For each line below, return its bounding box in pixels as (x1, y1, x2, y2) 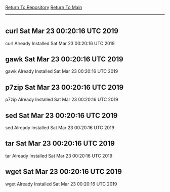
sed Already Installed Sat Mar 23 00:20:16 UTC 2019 (5, 125, 115, 131)
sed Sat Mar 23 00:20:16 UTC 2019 (5, 111, 118, 120)
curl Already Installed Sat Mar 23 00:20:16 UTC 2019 (5, 40, 115, 46)
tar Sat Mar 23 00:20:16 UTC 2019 (5, 139, 115, 148)
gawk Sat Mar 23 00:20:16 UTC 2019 (5, 55, 123, 63)
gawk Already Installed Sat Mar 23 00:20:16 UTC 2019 (5, 68, 118, 74)
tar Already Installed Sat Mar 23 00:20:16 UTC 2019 (5, 152, 113, 159)
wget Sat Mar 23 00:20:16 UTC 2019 (5, 167, 122, 176)
